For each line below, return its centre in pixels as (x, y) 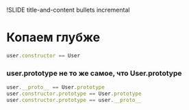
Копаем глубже (53, 38)
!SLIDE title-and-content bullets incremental (68, 10)
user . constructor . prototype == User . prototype (74, 94)
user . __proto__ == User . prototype (56, 87)
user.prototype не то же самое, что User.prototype (94, 73)
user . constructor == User (43, 55)
